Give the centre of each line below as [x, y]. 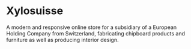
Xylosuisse [35, 11]
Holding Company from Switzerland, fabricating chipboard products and [95, 33]
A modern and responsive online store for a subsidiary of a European [92, 27]
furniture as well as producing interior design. [62, 40]
